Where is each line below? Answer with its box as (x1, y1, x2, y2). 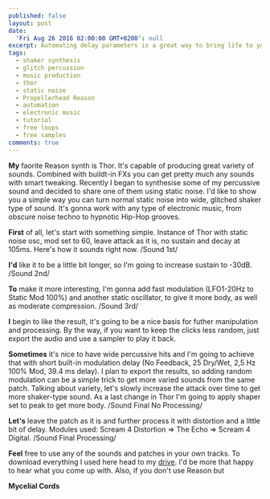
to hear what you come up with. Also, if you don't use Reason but (8, 465, 225, 475)
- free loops (15, 124, 59, 132)
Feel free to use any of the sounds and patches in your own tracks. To (8, 448, 241, 458)
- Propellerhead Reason (15, 94, 95, 102)
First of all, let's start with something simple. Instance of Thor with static (8, 227, 248, 237)
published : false (8, 11, 67, 20)
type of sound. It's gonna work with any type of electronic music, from (8, 203, 242, 213)
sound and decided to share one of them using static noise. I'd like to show (8, 186, 257, 196)
